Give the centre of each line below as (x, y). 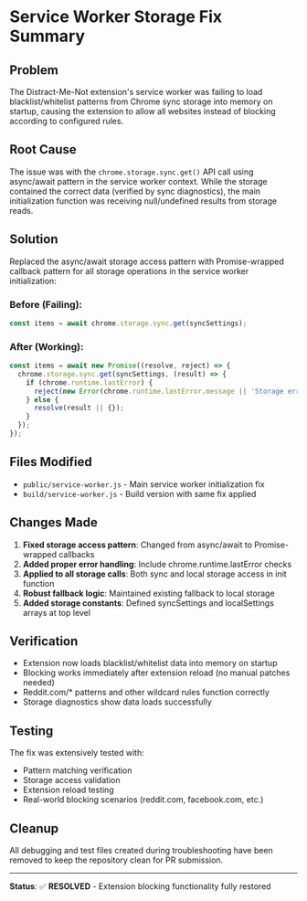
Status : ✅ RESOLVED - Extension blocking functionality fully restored (140, 886)
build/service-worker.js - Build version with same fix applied (139, 493)
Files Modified (51, 462)
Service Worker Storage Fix (116, 17)
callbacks (77, 554)
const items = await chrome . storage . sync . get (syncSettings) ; (128, 323)
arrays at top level (57, 612)
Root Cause (43, 149)
